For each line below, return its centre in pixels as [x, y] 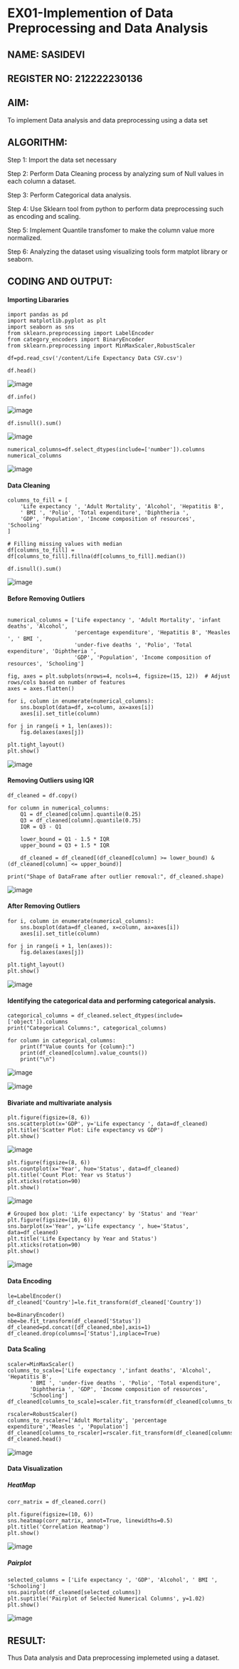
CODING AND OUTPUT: [60, 281]
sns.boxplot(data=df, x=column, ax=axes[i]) [87, 707]
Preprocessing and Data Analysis [108, 28]
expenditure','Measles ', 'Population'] [68, 1427]
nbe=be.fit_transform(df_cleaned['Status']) [74, 1321]
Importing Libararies [38, 299]
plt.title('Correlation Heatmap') [59, 1527]
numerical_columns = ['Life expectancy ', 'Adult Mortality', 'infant [114, 620]
